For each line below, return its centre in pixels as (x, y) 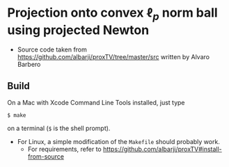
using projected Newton (78, 30)
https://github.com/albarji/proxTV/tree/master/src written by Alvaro (113, 56)
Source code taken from (52, 49)
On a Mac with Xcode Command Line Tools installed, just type (96, 103)
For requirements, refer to (65, 149)
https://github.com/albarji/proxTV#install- (163, 149)
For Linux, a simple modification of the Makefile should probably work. (119, 142)
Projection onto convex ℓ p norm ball (112, 14)
